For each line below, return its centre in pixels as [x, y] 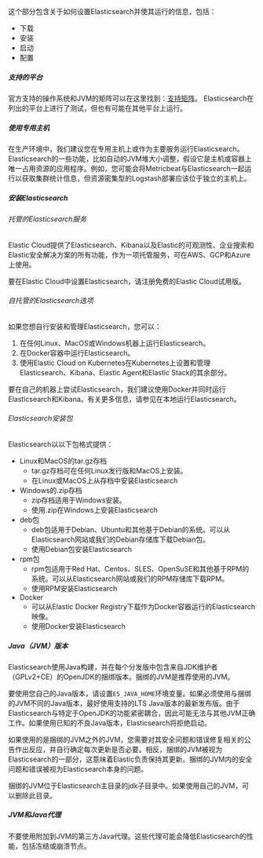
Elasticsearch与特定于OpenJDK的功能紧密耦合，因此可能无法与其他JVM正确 [132, 713]
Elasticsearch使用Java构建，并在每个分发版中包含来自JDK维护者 [113, 666]
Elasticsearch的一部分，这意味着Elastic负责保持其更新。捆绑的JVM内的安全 [130, 759]
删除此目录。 [35, 795]
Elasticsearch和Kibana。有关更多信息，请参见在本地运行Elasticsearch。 [124, 399]
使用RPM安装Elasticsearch [74, 588]
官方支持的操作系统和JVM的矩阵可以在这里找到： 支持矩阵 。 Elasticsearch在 [131, 98]
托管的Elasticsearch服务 [47, 219]
